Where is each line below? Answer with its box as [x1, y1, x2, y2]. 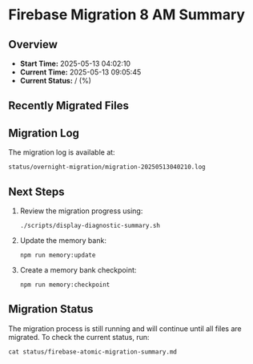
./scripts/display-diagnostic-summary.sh [19, 222, 160, 230]
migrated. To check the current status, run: [8, 332, 150, 342]
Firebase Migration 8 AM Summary [8, 6, 246, 24]
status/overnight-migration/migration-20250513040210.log [8, 163, 206, 172]
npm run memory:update [19, 251, 96, 260]
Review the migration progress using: [19, 206, 143, 216]
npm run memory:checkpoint [19, 281, 110, 289]
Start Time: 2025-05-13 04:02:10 [19, 59, 131, 68]
